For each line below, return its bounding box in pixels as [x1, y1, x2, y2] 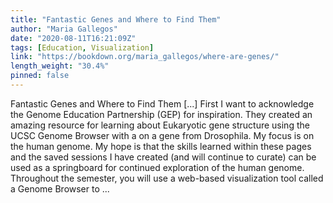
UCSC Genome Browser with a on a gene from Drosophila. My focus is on [10, 129, 315, 141]
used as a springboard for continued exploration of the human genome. [10, 161, 305, 173]
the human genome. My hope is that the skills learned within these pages [10, 140, 312, 152]
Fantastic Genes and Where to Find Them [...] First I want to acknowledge [10, 97, 315, 110]
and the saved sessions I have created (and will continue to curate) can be [10, 151, 317, 163]
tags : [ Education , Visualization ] [10, 42, 155, 53]
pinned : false [10, 71, 70, 81]
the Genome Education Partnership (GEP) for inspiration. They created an [10, 108, 313, 120]
